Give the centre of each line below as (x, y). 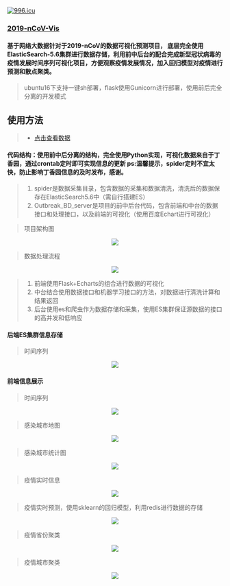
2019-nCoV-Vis (33, 28)
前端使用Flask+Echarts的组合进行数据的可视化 (99, 284)
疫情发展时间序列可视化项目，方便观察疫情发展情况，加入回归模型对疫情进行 (115, 62)
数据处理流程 (42, 256)
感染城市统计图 (45, 452)
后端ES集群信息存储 (35, 334)
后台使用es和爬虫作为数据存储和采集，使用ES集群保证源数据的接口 (128, 309)
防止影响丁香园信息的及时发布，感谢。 (73, 172)
